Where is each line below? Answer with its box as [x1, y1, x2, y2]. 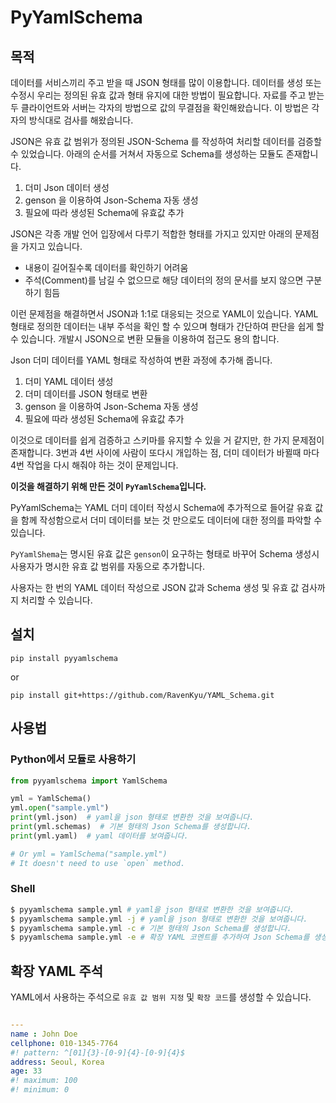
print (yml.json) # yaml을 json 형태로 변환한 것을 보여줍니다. [10, 812, 255, 823]
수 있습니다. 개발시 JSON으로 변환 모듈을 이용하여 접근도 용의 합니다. [10, 333, 280, 345]
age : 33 [10, 1066, 43, 1076]
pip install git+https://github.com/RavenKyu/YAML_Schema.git [10, 690, 275, 700]
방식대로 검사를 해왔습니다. [28, 114, 134, 126]
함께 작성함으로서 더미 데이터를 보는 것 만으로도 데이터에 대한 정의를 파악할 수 [20, 514, 323, 526]
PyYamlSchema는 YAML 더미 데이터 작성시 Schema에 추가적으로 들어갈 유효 [10, 502, 313, 513]
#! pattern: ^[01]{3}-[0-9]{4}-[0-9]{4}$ [10, 1047, 186, 1058]
